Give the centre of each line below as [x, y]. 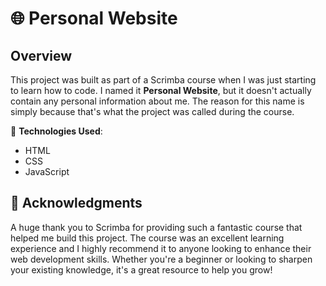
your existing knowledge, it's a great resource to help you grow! [141, 269]
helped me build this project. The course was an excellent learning [147, 238]
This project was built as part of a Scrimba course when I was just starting [163, 80]
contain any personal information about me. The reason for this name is [157, 101]
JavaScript [47, 171]
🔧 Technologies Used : [56, 131]
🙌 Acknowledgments [76, 203]
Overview [41, 55]
